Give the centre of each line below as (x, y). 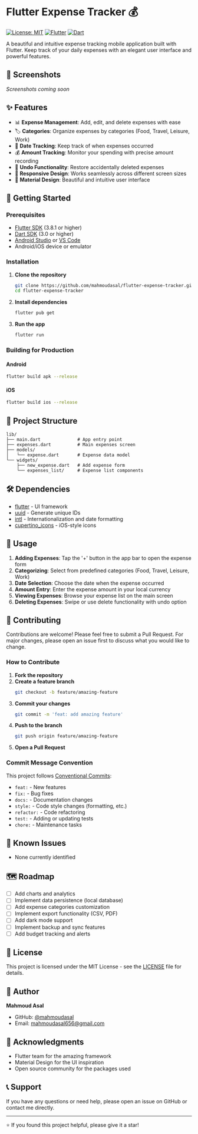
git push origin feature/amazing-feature (66, 736)
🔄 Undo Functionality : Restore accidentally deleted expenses (89, 167)
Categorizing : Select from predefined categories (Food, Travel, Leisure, (102, 571)
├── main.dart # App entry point (64, 439)
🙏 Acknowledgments (45, 1042)
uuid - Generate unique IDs (47, 512)
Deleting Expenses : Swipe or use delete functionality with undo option (100, 602)
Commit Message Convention (49, 763)
